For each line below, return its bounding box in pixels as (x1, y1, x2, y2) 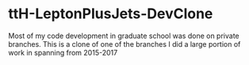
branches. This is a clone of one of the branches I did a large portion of (8, 39, 241, 48)
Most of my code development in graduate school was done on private (8, 31, 239, 40)
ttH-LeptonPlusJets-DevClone (8, 5, 213, 23)
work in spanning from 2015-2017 (8, 48, 118, 57)
